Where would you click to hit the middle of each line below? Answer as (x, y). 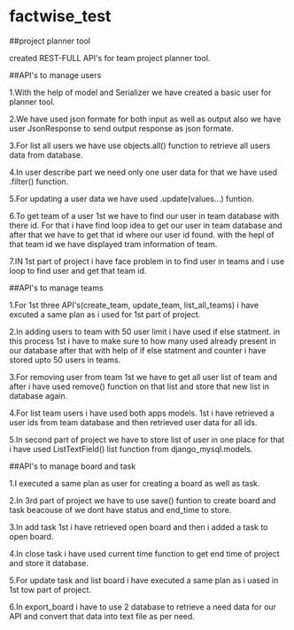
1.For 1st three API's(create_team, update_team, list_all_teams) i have (134, 305)
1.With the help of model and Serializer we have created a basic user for (140, 92)
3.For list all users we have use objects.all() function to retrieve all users (140, 145)
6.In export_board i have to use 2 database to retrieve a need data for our (143, 607)
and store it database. (49, 563)
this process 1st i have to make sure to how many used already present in (143, 341)
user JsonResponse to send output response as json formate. (122, 128)
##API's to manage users (55, 75)
